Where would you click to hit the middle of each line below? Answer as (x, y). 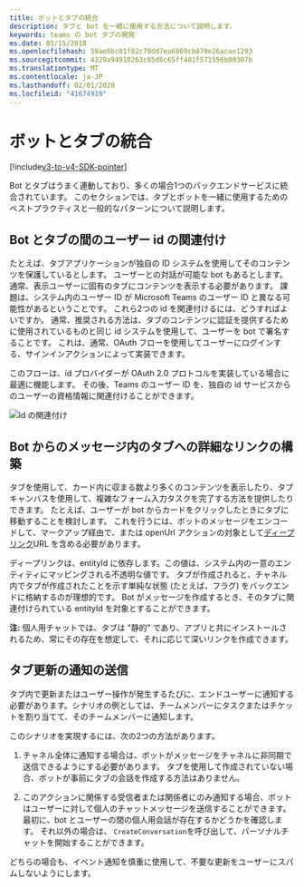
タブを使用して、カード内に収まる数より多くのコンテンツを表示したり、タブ (152, 487)
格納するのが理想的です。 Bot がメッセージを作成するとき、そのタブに (156, 597)
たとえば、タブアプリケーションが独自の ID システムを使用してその (134, 263)
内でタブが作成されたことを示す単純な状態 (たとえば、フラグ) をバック (142, 586)
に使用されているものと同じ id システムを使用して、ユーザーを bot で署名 (146, 331)
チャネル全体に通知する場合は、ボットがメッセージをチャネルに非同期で (157, 755)
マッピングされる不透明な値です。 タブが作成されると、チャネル (168, 575)
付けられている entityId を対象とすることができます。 (116, 609)
